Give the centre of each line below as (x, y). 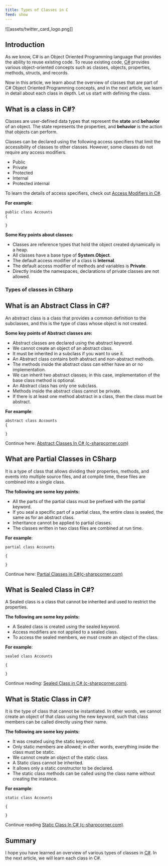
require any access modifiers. (36, 152)
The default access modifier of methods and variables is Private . (79, 266)
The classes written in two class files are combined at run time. (77, 528)
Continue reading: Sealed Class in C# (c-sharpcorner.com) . (67, 683)
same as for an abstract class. (44, 517)
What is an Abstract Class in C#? (57, 306)
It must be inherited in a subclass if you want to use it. (68, 353)
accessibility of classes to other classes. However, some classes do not (79, 147)
